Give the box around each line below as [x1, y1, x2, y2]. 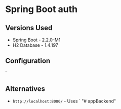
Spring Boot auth [5, 4, 78, 15]
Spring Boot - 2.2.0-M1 [12, 37, 61, 43]
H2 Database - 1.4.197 [12, 42, 58, 48]
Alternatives [5, 84, 46, 93]
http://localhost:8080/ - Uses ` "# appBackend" [12, 98, 116, 104]
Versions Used [5, 24, 53, 32]
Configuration [5, 57, 51, 65]
